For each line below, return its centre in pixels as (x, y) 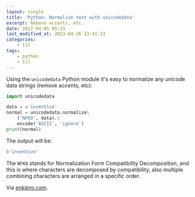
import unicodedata (31, 96)
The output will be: (29, 141)
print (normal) (24, 129)
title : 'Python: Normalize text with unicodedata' (71, 17)
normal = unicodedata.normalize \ (48, 113)
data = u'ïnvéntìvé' (32, 107)
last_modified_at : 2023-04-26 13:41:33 (56, 34)
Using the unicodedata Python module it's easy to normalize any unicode (96, 79)
